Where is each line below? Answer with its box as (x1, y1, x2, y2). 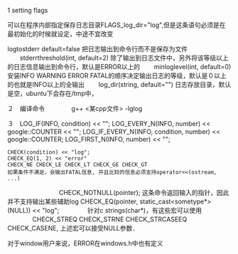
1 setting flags (7, 6, 48, 14)
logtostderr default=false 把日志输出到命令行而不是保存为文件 (7, 45, 188, 53)
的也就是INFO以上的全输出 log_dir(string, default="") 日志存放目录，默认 (7, 80, 232, 88)
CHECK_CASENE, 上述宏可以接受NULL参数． (7, 224, 139, 232)
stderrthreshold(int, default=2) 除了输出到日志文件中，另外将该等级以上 (19, 53, 229, 62)
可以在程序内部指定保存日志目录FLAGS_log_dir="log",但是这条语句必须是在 (7, 21, 226, 29)
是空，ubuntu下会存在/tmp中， (7, 89, 98, 97)
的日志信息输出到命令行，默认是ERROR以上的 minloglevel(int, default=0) (7, 63, 232, 70)
